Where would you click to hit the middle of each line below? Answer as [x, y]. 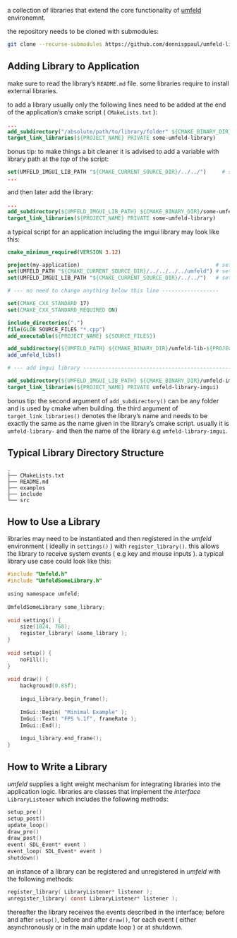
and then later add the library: [50, 192]
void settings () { [34, 620]
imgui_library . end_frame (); [61, 738]
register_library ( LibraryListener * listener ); [80, 892]
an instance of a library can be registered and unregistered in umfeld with [114, 871]
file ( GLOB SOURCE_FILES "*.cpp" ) [56, 329]
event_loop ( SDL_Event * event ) [55, 851]
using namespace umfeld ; [44, 594]
